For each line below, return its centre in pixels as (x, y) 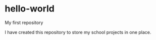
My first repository (24, 22)
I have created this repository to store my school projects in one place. (78, 32)
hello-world (30, 9)
